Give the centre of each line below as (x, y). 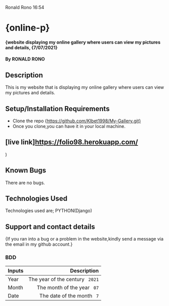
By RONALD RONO (25, 59)
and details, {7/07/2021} (32, 47)
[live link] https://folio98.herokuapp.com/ (72, 142)
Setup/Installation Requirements (57, 109)
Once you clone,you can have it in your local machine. (69, 126)
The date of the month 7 (69, 295)
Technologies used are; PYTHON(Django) (49, 211)
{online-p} (28, 28)
